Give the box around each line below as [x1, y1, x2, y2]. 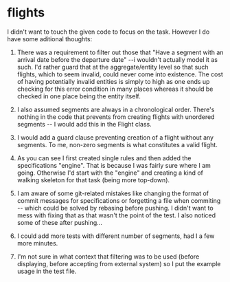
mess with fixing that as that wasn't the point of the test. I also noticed [16, 211, 216, 219]
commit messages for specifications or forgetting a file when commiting [16, 196, 221, 204]
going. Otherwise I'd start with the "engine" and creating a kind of [16, 169, 204, 177]
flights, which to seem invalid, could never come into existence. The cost [16, 70, 223, 78]
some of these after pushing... [16, 218, 103, 226]
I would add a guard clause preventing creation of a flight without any [16, 133, 214, 142]
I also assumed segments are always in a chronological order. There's [16, 105, 215, 113]
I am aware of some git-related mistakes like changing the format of [16, 189, 209, 197]
